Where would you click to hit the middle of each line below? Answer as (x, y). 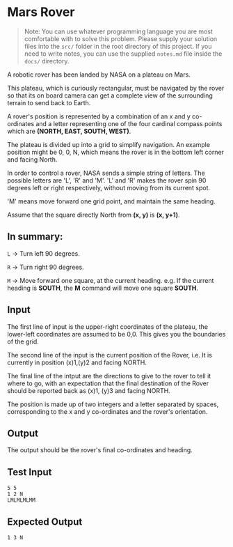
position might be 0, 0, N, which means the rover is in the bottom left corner (116, 152)
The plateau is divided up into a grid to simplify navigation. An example (109, 144)
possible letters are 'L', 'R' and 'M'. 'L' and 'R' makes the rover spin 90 (107, 180)
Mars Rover (41, 12)
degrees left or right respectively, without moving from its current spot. (109, 187)
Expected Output (45, 522)
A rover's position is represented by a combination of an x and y (99, 116)
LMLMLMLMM (22, 500)
